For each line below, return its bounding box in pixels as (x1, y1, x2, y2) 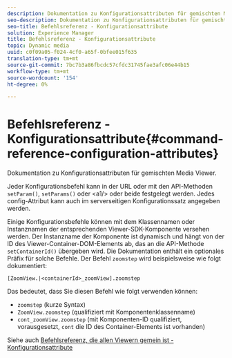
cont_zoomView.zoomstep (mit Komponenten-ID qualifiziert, (17, 315, 182, 323)
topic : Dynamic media (7, 42, 70, 49)
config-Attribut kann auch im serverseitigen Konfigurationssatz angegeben (7, 197, 220, 205)
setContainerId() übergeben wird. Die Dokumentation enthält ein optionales (7, 247, 224, 256)
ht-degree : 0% (7, 81, 48, 88)
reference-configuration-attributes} (7, 146, 219, 162)
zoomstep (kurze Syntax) (17, 301, 86, 309)
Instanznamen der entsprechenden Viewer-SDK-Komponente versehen (7, 225, 210, 234)
